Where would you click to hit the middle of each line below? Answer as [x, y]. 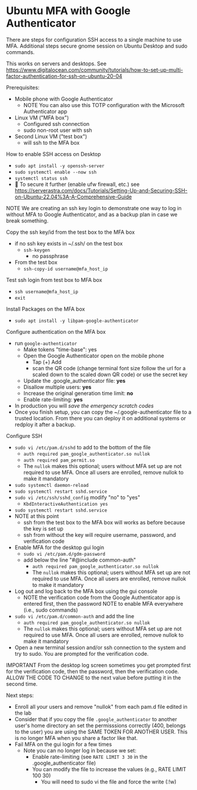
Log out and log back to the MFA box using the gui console [86, 591]
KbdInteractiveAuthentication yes [66, 504]
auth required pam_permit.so [59, 460]
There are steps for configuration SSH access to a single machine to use [94, 39]
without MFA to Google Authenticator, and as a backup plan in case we [92, 214]
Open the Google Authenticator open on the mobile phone [94, 356]
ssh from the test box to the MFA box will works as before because [104, 522]
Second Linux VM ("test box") [51, 136]
